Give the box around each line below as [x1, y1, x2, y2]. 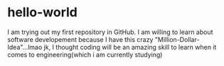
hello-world [7, 4, 78, 21]
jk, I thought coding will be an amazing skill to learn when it [43, 43, 217, 51]
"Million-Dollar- [154, 35, 200, 43]
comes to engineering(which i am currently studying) [7, 50, 163, 59]
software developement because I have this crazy [7, 35, 154, 43]
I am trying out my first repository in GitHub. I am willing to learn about [7, 28, 213, 36]
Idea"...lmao [7, 43, 43, 51]
